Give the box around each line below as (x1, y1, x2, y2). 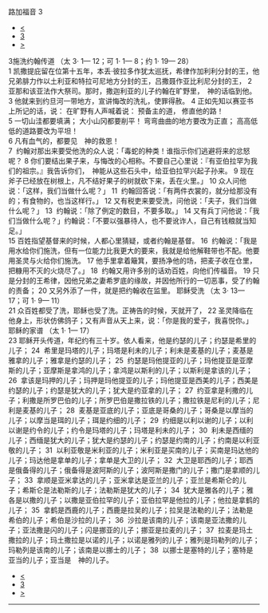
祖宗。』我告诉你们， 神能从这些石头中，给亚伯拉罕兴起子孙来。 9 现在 (22, 166, 254, 176)
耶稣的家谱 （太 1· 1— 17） (8, 326, 94, 335)
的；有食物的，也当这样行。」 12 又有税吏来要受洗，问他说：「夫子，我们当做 (8, 196, 258, 205)
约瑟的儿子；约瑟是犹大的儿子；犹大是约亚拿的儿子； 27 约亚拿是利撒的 (8, 386, 246, 395)
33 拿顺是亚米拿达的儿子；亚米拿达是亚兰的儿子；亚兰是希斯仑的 (23, 476, 240, 484)
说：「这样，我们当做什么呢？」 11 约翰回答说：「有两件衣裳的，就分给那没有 (8, 186, 258, 196)
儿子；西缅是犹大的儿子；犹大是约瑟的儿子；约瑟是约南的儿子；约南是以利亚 (8, 436, 260, 445)
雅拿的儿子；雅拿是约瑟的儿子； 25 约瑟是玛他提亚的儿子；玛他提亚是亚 (8, 356, 246, 365)
